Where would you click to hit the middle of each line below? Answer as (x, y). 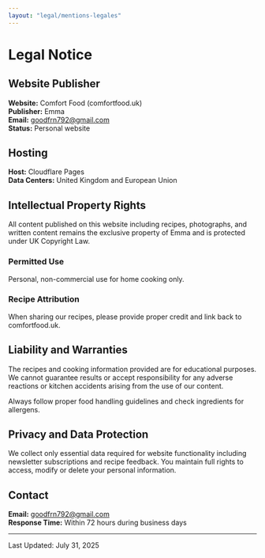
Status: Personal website (49, 128)
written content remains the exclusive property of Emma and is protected (127, 233)
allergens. (24, 409)
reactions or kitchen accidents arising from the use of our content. (116, 385)
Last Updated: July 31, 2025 (54, 545)
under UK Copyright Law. (49, 241)
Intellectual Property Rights (77, 205)
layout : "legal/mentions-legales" (65, 15)
